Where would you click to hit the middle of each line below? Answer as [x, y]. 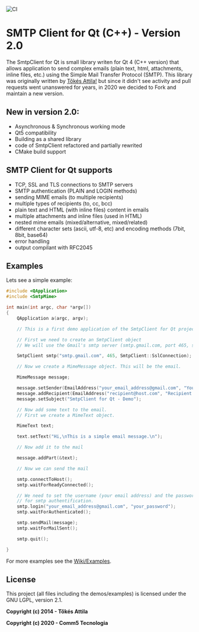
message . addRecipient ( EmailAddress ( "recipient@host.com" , [90, 393]
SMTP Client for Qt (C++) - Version [93, 33]
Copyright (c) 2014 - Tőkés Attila [47, 612]
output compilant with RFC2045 [54, 247]
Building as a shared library [48, 139]
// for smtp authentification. [55, 501]
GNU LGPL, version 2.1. [34, 600]
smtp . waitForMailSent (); [47, 528]
